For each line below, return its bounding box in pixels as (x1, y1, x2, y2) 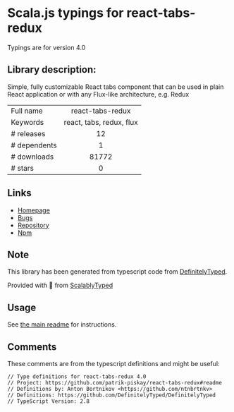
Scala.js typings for (7, 5, 124, 21)
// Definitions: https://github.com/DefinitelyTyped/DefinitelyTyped (7, 392, 216, 399)
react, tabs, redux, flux (63, 117, 139, 127)
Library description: (7, 63, 97, 75)
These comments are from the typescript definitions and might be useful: (7, 360, 220, 368)
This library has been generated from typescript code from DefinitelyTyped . (7, 267, 228, 276)
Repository (17, 221, 49, 229)
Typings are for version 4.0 (7, 43, 86, 51)
